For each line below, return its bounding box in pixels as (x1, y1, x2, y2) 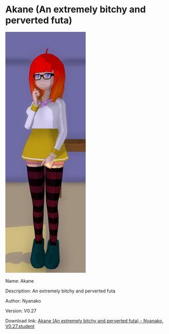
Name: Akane (5, 277, 34, 284)
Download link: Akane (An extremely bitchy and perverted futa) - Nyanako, (5, 318, 163, 324)
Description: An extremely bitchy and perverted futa (5, 288, 116, 294)
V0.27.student (5, 323, 35, 329)
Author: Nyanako (5, 298, 41, 304)
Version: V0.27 (5, 307, 37, 314)
